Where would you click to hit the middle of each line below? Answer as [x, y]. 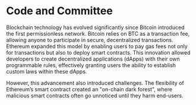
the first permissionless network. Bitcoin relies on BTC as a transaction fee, [98, 33]
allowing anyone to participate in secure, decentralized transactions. [90, 40]
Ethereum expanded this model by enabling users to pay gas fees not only [97, 46]
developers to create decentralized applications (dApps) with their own [93, 59]
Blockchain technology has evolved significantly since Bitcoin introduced [95, 27]
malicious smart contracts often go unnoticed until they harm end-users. [95, 96]
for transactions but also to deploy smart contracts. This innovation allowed [99, 52]
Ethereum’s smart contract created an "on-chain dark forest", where [89, 89]
